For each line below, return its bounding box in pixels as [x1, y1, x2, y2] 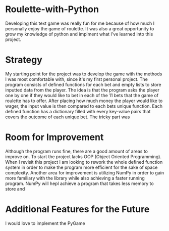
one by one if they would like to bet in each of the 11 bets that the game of [5, 92, 159, 98]
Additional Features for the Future [5, 204, 150, 215]
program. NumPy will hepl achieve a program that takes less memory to [5, 180, 154, 187]
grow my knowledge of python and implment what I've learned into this [5, 31, 153, 37]
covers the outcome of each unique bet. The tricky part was [5, 114, 130, 120]
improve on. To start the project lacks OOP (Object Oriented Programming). [5, 153, 161, 160]
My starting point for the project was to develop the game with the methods [5, 71, 162, 77]
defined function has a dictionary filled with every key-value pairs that [5, 108, 151, 114]
